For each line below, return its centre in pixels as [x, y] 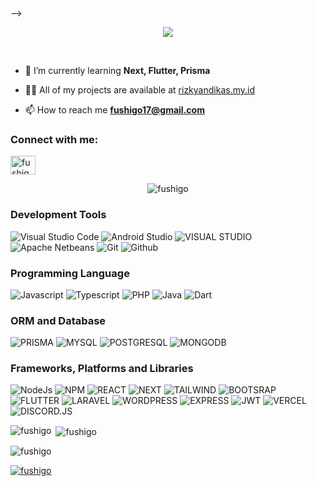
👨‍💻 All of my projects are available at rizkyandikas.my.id [139, 90]
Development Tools [58, 215]
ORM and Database [58, 320]
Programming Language [70, 273]
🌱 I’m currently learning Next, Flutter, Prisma [117, 70]
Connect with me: [54, 139]
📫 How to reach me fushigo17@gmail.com [114, 110]
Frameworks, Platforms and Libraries [102, 369]
